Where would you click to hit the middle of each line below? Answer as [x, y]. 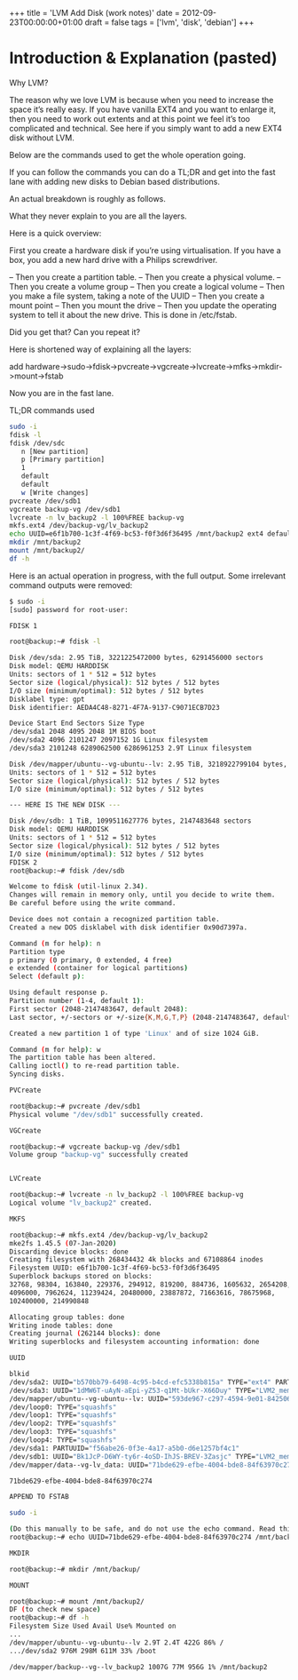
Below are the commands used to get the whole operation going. [128, 155]
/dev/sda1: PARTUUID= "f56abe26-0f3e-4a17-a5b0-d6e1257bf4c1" [125, 1448]
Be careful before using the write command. [93, 904]
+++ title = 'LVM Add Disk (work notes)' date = [94, 13]
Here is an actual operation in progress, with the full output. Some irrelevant [148, 576]
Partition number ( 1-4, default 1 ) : [77, 1001]
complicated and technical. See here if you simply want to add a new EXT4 [145, 128]
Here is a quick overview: [55, 233]
